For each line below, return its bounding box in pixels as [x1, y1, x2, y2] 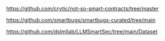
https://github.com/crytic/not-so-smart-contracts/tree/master [6, 5, 159, 12]
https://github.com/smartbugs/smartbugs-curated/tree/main [6, 17, 156, 23]
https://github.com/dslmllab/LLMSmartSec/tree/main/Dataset [6, 28, 158, 35]
